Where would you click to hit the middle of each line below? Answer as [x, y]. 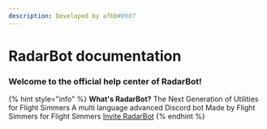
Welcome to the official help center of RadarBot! [105, 81]
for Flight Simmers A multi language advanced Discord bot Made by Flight [132, 108]
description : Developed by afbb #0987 [72, 16]
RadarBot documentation [95, 56]
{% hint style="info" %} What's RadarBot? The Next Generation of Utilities [133, 99]
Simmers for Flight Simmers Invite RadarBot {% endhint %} [107, 116]
